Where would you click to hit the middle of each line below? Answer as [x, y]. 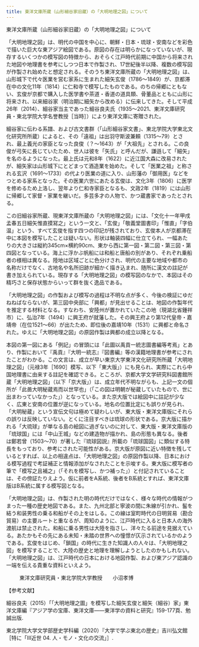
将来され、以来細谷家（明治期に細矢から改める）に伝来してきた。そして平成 [99, 101]
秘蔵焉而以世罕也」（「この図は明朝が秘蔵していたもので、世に [118, 389]
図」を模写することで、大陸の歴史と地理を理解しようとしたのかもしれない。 [99, 550]
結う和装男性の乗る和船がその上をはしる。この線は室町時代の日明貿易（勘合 [99, 513]
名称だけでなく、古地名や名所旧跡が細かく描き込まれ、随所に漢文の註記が [97, 267]
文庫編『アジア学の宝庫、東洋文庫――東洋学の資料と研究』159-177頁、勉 [101, 610]
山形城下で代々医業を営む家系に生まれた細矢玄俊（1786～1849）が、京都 [96, 79]
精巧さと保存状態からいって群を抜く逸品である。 [66, 282]
